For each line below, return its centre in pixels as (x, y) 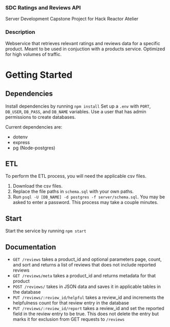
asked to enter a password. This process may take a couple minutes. (85, 202)
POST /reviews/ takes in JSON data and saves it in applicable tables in (87, 287)
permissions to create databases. (41, 117)
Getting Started (39, 75)
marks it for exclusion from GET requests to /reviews (69, 319)
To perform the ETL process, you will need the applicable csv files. (76, 176)
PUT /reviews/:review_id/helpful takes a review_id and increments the (88, 298)
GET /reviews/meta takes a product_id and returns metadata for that (84, 276)
